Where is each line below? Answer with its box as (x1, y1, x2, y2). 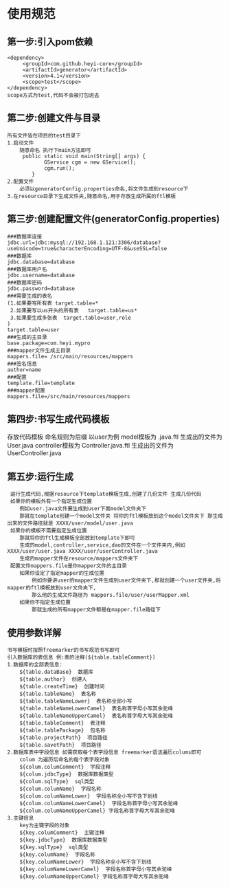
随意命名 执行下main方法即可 (19, 146, 91, 153)
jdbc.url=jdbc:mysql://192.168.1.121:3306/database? (7, 239, 161, 246)
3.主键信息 (7, 815, 34, 822)
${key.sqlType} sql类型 (19, 844, 89, 851)
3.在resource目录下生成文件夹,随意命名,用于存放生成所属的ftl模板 (7, 193, 176, 199)
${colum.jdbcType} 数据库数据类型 (19, 771, 114, 778)
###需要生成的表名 (7, 292, 53, 299)
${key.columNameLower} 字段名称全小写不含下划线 (19, 859, 152, 866)
